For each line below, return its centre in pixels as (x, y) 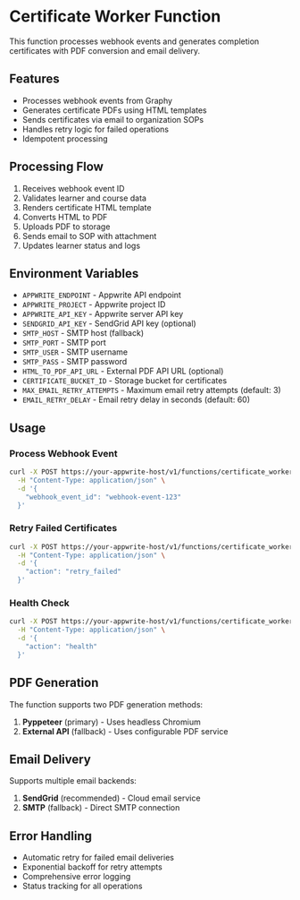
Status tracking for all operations (82, 886)
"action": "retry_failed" (74, 572)
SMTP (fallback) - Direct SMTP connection (101, 808)
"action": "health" (62, 647)
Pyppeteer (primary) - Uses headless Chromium (111, 722)
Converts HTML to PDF (65, 217)
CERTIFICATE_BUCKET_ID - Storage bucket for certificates (125, 381)
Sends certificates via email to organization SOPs (112, 119)
